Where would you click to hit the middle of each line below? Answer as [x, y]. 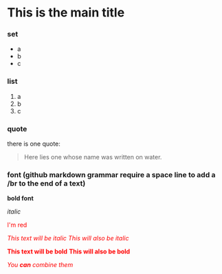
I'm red [17, 225]
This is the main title [66, 13]
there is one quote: [34, 144]
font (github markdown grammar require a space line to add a [111, 175]
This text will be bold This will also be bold [69, 251]
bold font [21, 198]
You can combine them [40, 265]
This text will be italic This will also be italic [68, 238]
